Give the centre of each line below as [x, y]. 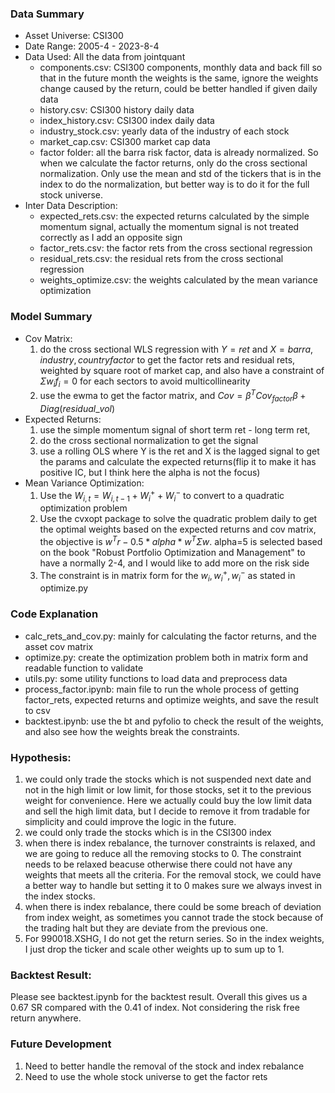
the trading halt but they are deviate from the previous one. [146, 928]
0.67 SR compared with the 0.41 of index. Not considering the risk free [155, 1008]
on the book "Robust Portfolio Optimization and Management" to [172, 552]
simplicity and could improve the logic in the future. [130, 821]
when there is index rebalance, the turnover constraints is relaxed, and [170, 843]
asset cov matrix [59, 646]
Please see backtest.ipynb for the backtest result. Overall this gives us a [159, 997]
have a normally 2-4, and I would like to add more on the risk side [174, 563]
